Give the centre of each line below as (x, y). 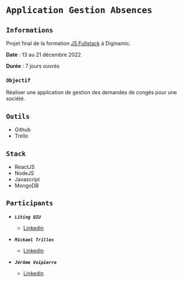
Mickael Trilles (34, 240)
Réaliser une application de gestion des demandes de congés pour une (91, 92)
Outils (18, 116)
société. (15, 99)
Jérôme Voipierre (36, 262)
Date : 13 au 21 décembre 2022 (44, 55)
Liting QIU (28, 217)
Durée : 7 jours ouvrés (33, 66)
